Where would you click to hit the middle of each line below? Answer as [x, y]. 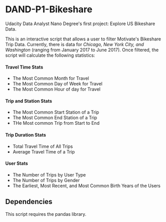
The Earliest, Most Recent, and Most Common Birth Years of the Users [87, 186]
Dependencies [29, 202]
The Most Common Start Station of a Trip [56, 112]
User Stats [17, 163]
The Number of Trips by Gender [46, 180]
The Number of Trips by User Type [49, 174]
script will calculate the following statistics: [50, 55]
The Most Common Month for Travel [51, 78]
